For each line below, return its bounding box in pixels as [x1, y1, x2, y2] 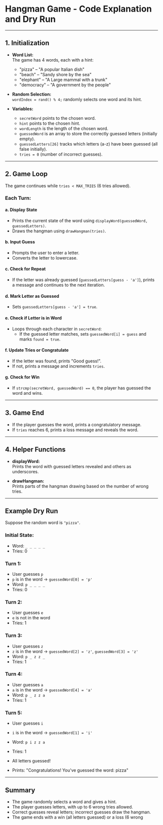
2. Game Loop [5, 170, 48, 178]
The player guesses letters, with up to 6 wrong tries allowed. [12, 804, 133, 809]
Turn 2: [5, 599, 23, 605]
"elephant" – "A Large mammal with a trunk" [19, 77, 108, 82]
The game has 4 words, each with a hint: [12, 57, 94, 63]
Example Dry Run [5, 507, 58, 515]
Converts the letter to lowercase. [12, 255, 78, 260]
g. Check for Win [5, 374, 40, 380]
